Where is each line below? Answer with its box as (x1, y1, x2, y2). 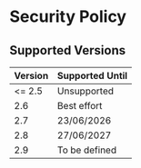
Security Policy (9, 6, 127, 27)
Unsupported (57, 84, 115, 97)
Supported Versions (9, 43, 126, 58)
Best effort (57, 100, 103, 112)
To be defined (57, 143, 116, 156)
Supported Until (57, 70, 128, 82)
